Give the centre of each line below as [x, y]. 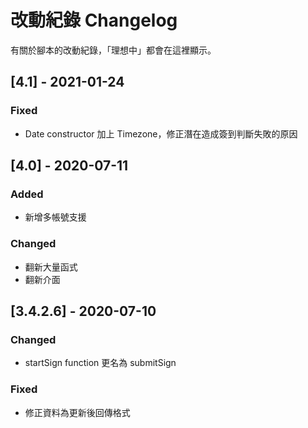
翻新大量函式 [51, 267]
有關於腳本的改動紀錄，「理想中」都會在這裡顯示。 [113, 50]
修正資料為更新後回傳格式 [77, 412]
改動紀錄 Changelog [94, 20]
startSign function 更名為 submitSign [100, 363]
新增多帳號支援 [55, 217]
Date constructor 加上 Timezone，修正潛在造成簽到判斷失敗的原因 [161, 133]
